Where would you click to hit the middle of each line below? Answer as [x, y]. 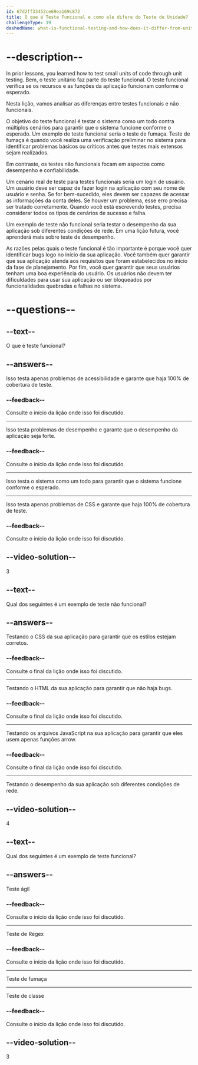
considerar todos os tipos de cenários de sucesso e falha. [77, 213]
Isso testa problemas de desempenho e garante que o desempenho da [92, 430]
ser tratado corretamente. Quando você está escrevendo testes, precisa [94, 207]
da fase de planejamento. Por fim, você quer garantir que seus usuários [93, 267]
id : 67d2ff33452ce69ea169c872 [43, 11]
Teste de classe [25, 996]
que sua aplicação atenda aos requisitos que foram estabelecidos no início [97, 261]
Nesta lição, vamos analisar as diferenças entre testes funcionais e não [93, 104]
